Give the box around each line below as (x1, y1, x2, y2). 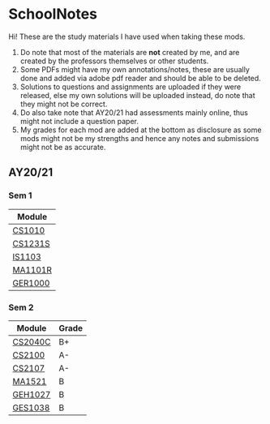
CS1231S (12, 238, 50, 249)
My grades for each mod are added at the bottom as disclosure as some (19, 125, 262, 135)
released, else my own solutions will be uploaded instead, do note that (19, 90, 255, 100)
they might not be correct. (19, 99, 108, 109)
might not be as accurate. (19, 142, 106, 152)
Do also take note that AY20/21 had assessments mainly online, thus (19, 107, 249, 118)
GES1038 (12, 402, 50, 413)
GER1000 (12, 277, 50, 289)
